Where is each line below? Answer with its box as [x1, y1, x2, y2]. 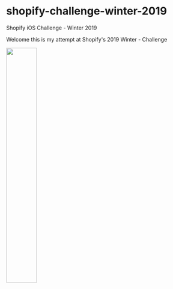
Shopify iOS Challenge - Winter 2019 [6, 24, 97, 31]
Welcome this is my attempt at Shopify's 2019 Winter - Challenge [6, 36, 168, 43]
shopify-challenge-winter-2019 [6, 4, 167, 18]
